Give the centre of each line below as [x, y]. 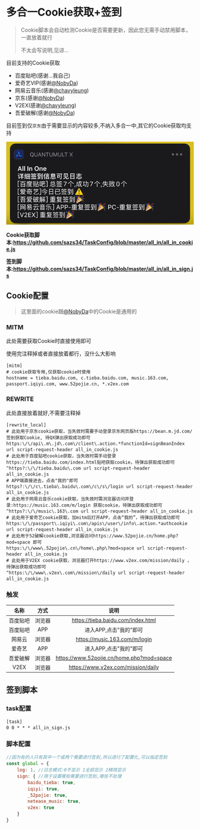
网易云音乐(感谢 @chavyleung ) [52, 90]
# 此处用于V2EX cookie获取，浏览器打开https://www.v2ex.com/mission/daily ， [99, 560]
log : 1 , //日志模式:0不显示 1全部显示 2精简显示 [71, 770]
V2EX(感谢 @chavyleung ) [46, 105]
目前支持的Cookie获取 [33, 63]
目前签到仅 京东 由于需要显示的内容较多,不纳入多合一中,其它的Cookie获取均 [96, 125]
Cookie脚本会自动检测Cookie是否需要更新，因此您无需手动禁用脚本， [106, 30]
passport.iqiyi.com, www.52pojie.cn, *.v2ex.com [68, 384]
